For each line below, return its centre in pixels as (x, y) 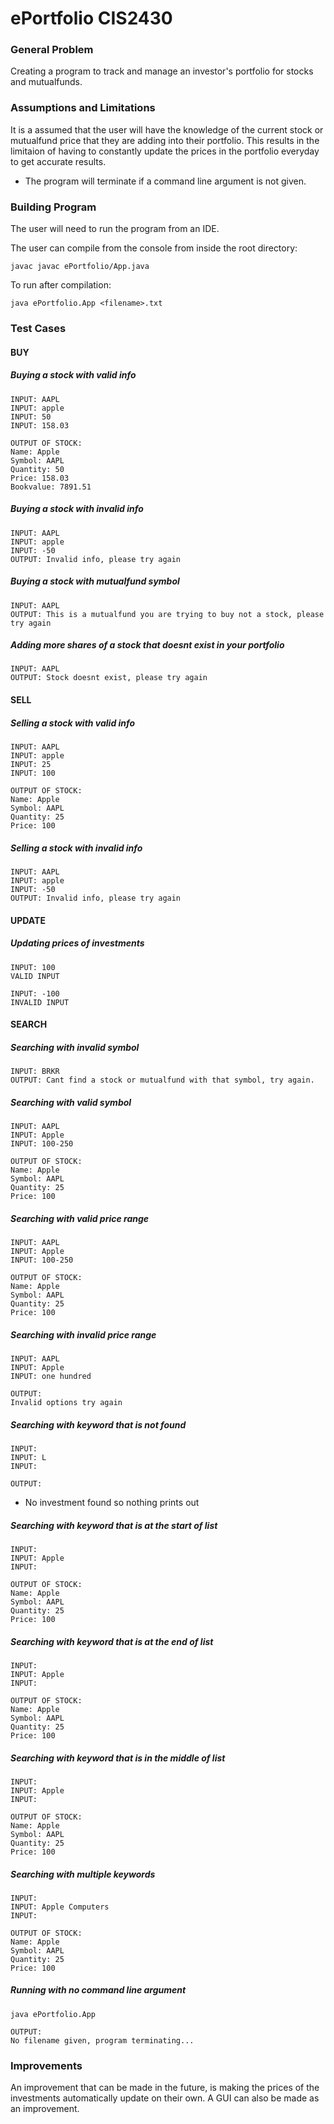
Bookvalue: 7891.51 (51, 487)
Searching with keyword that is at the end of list (112, 1641)
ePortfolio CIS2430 (91, 18)
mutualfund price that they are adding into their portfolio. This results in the (165, 140)
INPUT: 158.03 (40, 425)
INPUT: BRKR (35, 1072)
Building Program (53, 207)
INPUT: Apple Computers (60, 1907)
